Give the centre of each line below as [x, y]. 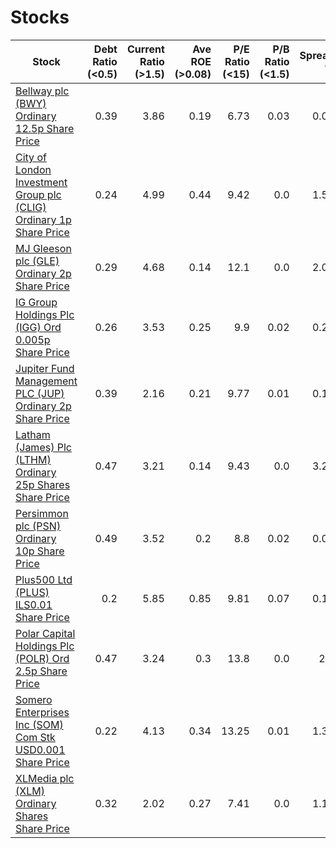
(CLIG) [31, 207]
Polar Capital [45, 633]
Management [46, 381]
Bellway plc [42, 91]
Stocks [40, 17]
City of [31, 157]
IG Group [36, 302]
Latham [33, 434]
